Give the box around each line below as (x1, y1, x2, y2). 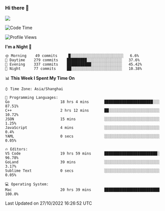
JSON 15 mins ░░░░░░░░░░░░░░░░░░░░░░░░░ (5, 117, 160, 122)
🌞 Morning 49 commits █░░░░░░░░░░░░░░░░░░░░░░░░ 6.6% (5, 54, 139, 59)
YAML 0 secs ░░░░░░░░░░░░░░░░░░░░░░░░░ (5, 134, 160, 139)
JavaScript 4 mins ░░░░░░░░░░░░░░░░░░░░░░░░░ (5, 125, 160, 130)
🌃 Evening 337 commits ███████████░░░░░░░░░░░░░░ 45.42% (5, 62, 142, 67)
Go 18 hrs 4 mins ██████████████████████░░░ (5, 99, 160, 105)
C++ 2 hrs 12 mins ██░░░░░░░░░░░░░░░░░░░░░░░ (5, 108, 160, 113)
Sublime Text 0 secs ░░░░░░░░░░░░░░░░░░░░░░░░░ (5, 168, 160, 174)
